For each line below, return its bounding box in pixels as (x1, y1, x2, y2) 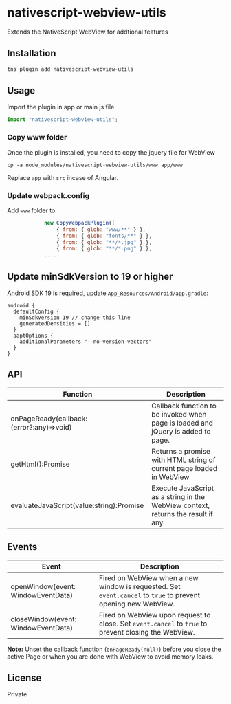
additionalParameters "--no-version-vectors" (19, 338, 153, 345)
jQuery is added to (151, 426, 211, 436)
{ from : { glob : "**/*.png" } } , (56, 245, 153, 252)
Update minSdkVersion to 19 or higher (7, 270, 173, 283)
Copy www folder (7, 133, 67, 142)
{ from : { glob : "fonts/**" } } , (56, 232, 153, 239)
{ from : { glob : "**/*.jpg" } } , (56, 239, 153, 245)
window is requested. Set (98, 582, 181, 591)
